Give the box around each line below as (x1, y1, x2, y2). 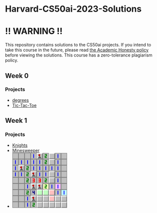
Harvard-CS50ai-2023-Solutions (5, 3, 142, 15)
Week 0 (5, 72, 29, 80)
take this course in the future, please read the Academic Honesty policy (5, 47, 149, 53)
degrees (12, 97, 29, 103)
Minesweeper (12, 147, 40, 153)
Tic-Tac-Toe (12, 102, 37, 108)
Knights (12, 142, 28, 148)
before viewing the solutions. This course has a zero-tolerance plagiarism (5, 52, 153, 58)
